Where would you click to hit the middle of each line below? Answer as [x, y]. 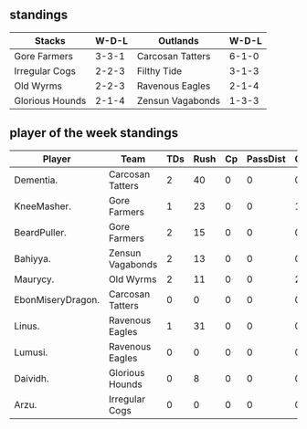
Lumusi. [31, 352]
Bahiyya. [32, 258]
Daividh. [32, 378]
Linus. [27, 326]
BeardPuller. [40, 232]
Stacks [50, 40]
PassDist [266, 159]
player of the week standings [94, 133]
